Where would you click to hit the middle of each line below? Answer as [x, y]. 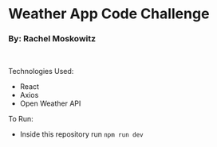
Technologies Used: [41, 72]
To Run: [21, 119]
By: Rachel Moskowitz [52, 39]
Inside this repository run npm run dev [81, 134]
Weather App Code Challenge [109, 14]
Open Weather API [50, 103]
